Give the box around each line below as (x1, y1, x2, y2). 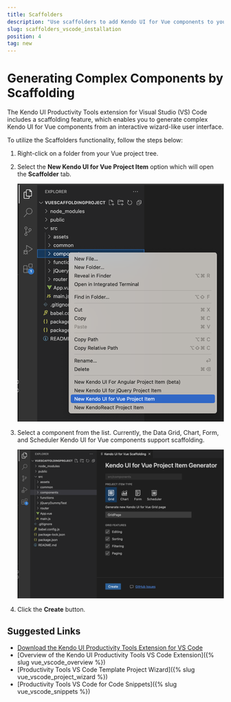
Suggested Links (7, 625, 81, 637)
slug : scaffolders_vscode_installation (7, 25, 122, 32)
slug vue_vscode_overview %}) (16, 658, 106, 667)
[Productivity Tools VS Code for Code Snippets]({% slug (16, 680, 177, 688)
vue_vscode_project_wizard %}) (16, 673, 108, 681)
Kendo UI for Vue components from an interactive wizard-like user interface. (7, 123, 224, 131)
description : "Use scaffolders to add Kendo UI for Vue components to (7, 18, 214, 25)
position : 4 (7, 33, 41, 40)
